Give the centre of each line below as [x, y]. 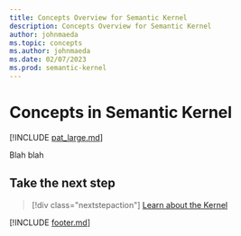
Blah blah [27, 155]
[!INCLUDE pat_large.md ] [56, 137]
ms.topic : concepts [46, 43]
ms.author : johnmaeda [50, 51]
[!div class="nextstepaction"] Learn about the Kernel [130, 204]
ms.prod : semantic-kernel [58, 68]
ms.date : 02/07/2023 [48, 59]
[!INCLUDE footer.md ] [50, 222]
